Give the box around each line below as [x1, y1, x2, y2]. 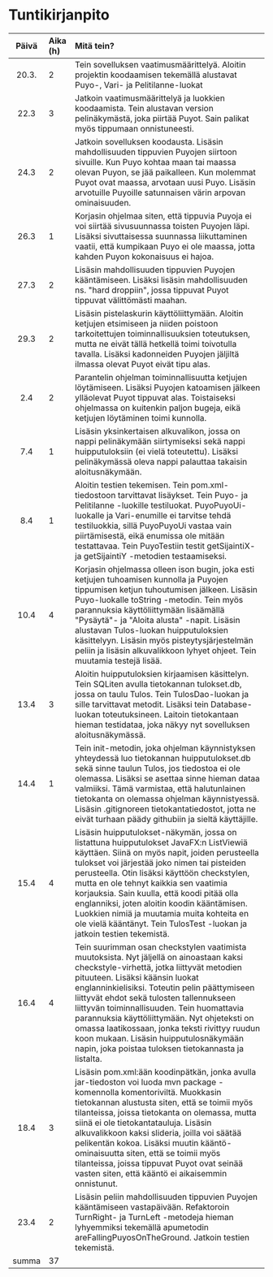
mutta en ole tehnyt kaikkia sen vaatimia [74, 877, 227, 889]
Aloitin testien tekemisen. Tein [74, 479, 189, 491]
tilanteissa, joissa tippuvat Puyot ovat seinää [74, 1158, 244, 1169]
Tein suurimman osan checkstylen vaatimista [74, 941, 247, 952]
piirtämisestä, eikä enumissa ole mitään [74, 530, 225, 541]
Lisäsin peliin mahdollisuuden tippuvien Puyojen [74, 1191, 258, 1202]
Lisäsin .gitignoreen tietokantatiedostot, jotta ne [74, 803, 256, 814]
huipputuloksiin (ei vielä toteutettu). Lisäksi [74, 445, 238, 457]
